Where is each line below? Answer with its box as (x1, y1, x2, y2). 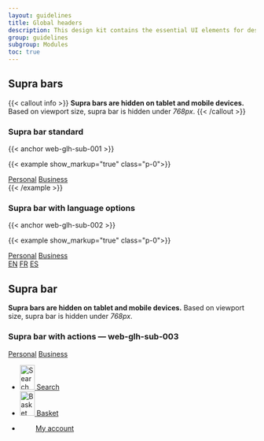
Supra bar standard (8, 126, 84, 137)
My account (35, 423, 75, 433)
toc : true (8, 48, 41, 56)
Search (36, 382, 60, 391)
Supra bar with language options (8, 202, 136, 213)
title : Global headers (8, 19, 82, 27)
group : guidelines (8, 33, 68, 42)
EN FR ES (8, 259, 39, 269)
